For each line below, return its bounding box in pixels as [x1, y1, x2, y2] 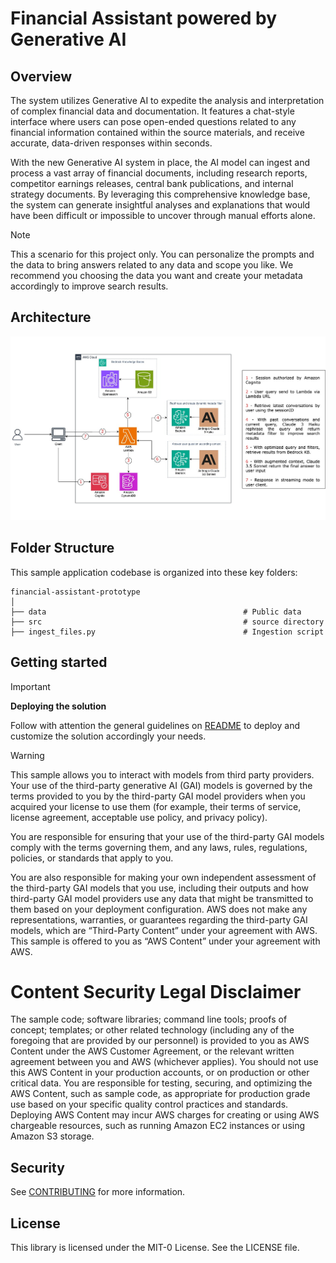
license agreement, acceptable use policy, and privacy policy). [10, 811, 268, 823]
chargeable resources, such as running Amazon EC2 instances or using [10, 1120, 306, 1132]
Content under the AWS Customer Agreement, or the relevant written [10, 1045, 295, 1057]
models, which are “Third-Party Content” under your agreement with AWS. [10, 924, 318, 936]
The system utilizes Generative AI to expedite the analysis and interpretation [10, 95, 325, 106]
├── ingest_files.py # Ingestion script [10, 627, 325, 637]
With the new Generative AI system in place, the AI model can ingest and [10, 157, 310, 168]
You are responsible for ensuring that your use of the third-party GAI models [10, 830, 325, 842]
